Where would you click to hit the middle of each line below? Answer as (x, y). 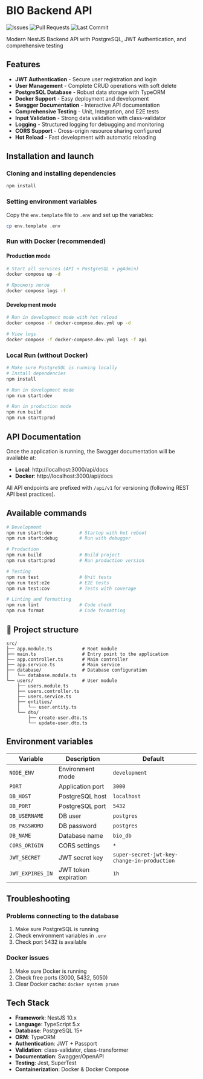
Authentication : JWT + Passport (56, 1043)
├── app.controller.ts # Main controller (67, 659)
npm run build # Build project (63, 555)
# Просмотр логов (28, 286)
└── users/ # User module (62, 680)
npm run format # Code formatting (66, 611)
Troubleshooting (38, 899)
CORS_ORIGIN (27, 845)
